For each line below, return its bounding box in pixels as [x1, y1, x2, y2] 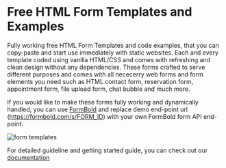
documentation [7, 153, 50, 161]
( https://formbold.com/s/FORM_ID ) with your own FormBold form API [7, 112, 202, 120]
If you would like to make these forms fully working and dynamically [7, 98, 199, 106]
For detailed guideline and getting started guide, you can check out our [7, 146, 208, 154]
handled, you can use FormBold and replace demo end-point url [7, 105, 188, 113]
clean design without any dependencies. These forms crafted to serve [7, 63, 205, 71]
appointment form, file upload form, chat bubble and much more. [7, 85, 190, 93]
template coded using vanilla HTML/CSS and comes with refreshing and [7, 55, 211, 64]
